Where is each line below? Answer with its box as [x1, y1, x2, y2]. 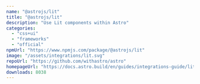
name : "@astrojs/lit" [6, 8, 60, 15]
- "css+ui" [11, 31, 39, 37]
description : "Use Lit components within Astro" [6, 20, 129, 25]
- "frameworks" [11, 36, 49, 42]
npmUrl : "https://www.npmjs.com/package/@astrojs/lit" [6, 47, 145, 53]
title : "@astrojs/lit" [6, 14, 62, 20]
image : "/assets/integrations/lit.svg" [6, 53, 105, 59]
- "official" [11, 42, 44, 48]
